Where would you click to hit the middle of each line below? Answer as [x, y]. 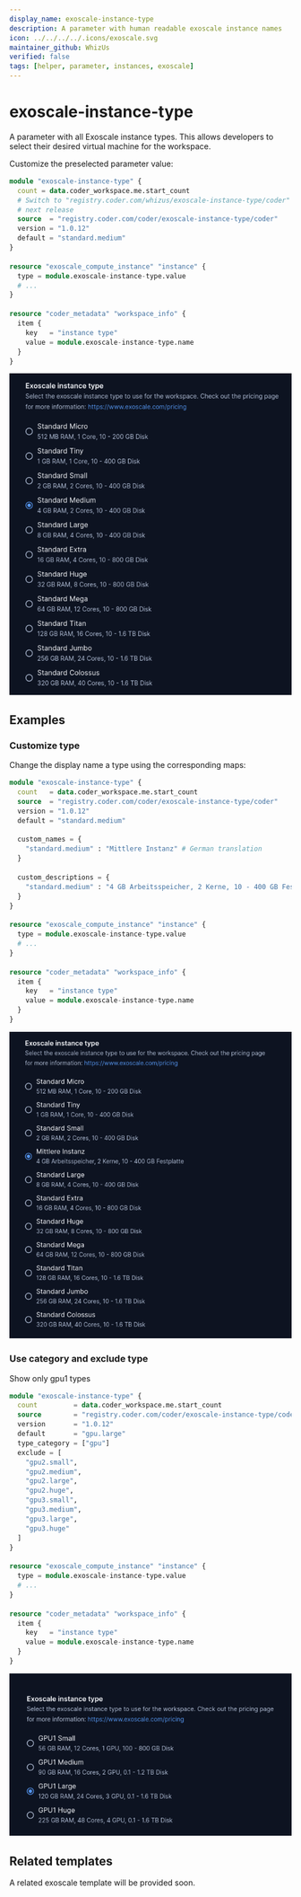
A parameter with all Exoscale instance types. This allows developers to [142, 137]
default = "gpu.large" [72, 1434]
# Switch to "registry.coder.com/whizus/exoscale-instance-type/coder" [154, 200]
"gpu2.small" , [52, 1462]
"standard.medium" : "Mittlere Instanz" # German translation [144, 849]
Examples [37, 720]
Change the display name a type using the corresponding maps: [128, 765]
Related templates [61, 1861]
